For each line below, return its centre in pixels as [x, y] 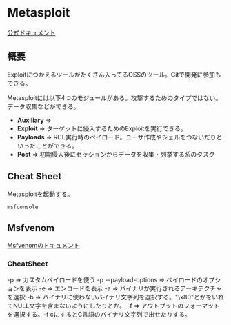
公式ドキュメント [31, 32]
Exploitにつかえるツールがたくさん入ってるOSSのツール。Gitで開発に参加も [114, 75]
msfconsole [23, 207]
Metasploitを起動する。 [40, 194]
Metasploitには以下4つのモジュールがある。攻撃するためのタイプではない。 [114, 97]
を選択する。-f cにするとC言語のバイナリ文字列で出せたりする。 [99, 314]
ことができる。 [57, 146]
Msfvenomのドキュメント [43, 246]
